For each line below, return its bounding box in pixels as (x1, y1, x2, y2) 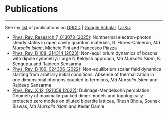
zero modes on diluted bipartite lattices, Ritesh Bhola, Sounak (33, 98, 160, 104)
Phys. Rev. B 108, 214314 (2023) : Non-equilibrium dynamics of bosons (12, 50, 158, 56)
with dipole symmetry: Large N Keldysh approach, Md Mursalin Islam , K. (12, 55, 162, 61)
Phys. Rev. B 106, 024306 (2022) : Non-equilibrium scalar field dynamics (12, 66, 161, 72)
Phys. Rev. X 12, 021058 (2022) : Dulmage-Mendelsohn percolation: (12, 87, 151, 93)
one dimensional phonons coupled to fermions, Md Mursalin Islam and (12, 76, 158, 83)
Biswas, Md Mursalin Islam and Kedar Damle (12, 103, 105, 109)
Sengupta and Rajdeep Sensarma (12, 61, 81, 67)
